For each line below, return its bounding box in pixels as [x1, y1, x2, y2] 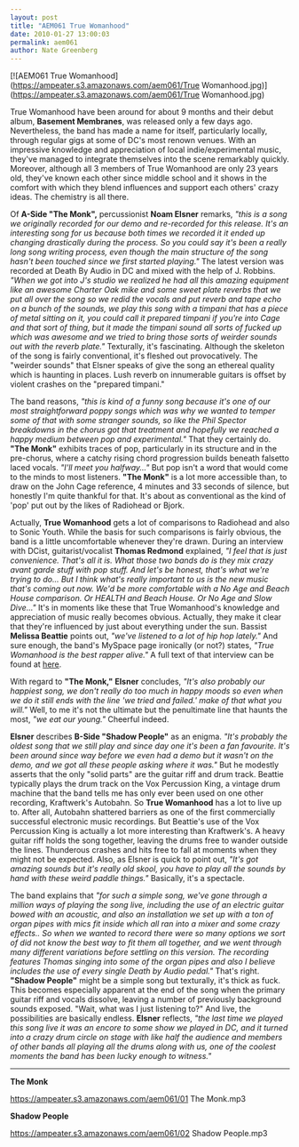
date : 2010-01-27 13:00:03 [10, 29, 110, 38]
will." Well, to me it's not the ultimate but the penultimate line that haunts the [10, 704, 287, 716]
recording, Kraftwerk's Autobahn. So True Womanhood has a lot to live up [10, 798, 282, 808]
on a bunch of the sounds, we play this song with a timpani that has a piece [10, 303, 288, 314]
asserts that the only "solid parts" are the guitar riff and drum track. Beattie [10, 769, 284, 780]
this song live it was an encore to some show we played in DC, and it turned [10, 1023, 288, 1033]
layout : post [10, 12, 59, 22]
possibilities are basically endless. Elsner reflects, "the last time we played [10, 1013, 283, 1023]
